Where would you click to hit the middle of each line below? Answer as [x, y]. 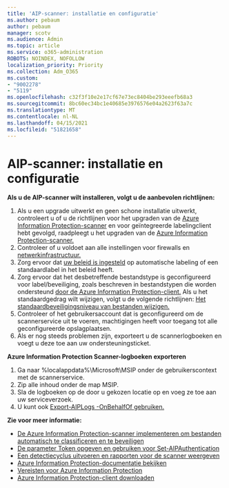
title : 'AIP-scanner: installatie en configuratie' [83, 13]
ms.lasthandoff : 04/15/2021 [48, 123]
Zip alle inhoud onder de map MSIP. [68, 385]
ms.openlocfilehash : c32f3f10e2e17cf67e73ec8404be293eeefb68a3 [100, 98]
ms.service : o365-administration [55, 53]
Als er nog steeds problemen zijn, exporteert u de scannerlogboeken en [119, 336]
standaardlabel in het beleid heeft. [66, 270]
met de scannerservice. [51, 377]
